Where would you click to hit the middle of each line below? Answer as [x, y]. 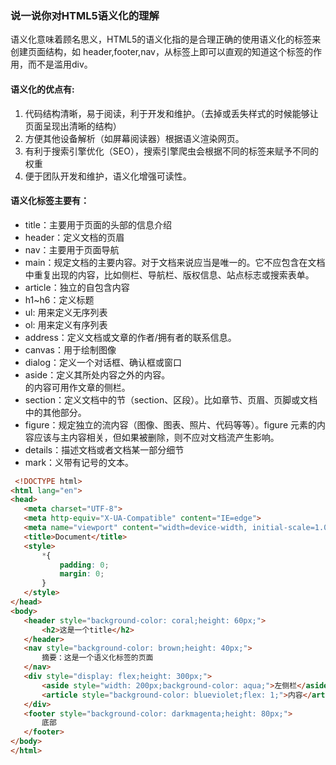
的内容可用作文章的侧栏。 [77, 387]
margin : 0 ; [82, 574]
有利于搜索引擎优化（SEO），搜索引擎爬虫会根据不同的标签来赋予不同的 [171, 151]
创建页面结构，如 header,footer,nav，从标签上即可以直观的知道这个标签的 [161, 52]
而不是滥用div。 [60, 64]
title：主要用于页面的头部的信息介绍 [98, 224]
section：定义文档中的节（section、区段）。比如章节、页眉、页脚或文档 [171, 399]
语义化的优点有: [42, 89]
